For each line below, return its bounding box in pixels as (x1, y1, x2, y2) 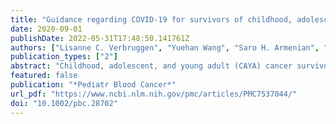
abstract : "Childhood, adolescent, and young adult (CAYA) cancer (10, 61, 293, 71)
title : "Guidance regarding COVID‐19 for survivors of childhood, (10, 14, 293, 25)
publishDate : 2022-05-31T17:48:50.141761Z (10, 33, 190, 43)
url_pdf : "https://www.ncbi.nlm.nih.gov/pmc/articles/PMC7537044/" (10, 89, 298, 99)
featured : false (10, 71, 78, 81)
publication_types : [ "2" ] (10, 52, 118, 62)
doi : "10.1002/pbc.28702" (10, 98, 118, 108)
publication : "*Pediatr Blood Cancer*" (10, 80, 177, 90)
